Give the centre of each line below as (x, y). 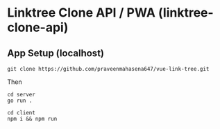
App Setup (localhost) (56, 53)
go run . (20, 101)
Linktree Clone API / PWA (82, 13)
